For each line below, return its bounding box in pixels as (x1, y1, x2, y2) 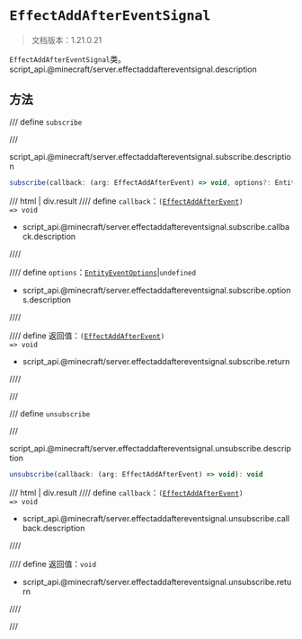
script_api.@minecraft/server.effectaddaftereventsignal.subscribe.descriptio (9, 151, 292, 162)
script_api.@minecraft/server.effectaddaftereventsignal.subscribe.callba (22, 221, 290, 232)
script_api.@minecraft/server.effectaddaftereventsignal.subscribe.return (22, 355, 290, 366)
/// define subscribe (9, 116, 83, 127)
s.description (22, 294, 72, 305)
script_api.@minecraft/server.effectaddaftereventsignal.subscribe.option (22, 284, 291, 295)
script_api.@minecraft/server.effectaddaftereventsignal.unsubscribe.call (22, 512, 290, 523)
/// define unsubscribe (9, 407, 91, 419)
